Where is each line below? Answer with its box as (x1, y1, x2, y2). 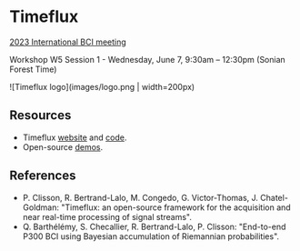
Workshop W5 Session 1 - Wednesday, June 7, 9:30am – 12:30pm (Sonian (9, 54, 286, 65)
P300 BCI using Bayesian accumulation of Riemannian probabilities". (22, 230, 280, 242)
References (9, 168, 76, 184)
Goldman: (22, 202, 60, 213)
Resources (9, 107, 72, 124)
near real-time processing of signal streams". (22, 211, 193, 222)
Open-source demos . (22, 141, 103, 152)
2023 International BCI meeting (9, 36, 127, 47)
